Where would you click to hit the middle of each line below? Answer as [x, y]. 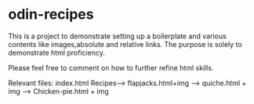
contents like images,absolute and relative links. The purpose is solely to [125, 44]
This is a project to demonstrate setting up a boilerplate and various [118, 36]
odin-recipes [51, 14]
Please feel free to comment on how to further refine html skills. [111, 67]
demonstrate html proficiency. [57, 52]
